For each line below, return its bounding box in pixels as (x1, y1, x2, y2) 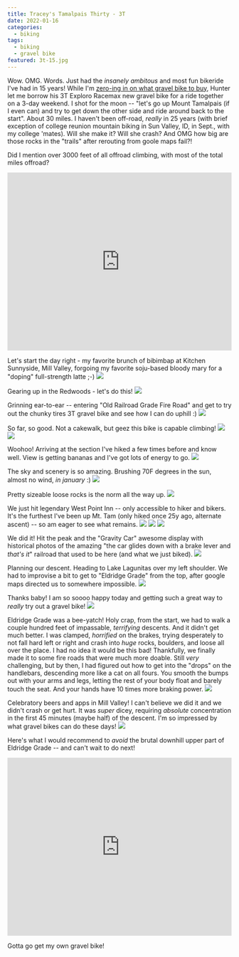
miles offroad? (7, 158, 50, 167)
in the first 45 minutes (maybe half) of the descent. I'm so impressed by (7, 713, 218, 722)
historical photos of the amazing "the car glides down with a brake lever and (7, 541, 231, 550)
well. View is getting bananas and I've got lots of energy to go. (7, 453, 191, 461)
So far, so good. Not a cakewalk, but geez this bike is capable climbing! (7, 424, 217, 432)
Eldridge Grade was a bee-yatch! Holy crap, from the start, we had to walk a (7, 615, 231, 624)
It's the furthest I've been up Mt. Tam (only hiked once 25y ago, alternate (7, 511, 222, 520)
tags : (7, 37, 23, 44)
